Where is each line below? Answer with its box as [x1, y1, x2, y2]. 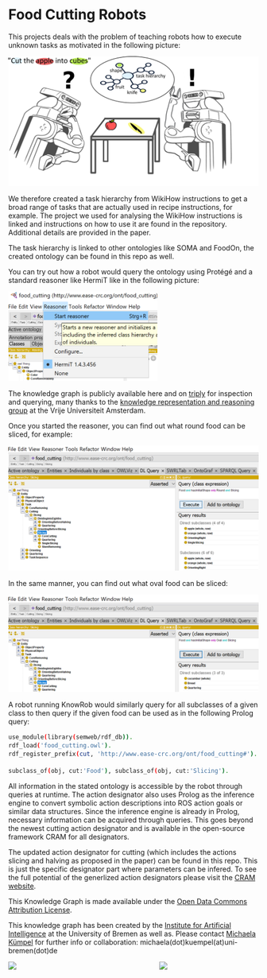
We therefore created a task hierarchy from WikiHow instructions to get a [8, 193, 248, 204]
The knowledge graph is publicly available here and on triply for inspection [8, 389, 253, 398]
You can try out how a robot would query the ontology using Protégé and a [8, 266, 253, 276]
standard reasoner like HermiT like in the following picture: [8, 275, 200, 285]
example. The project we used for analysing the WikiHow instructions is [8, 211, 243, 220]
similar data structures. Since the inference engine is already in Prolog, [8, 806, 240, 816]
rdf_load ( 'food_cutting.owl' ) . [8, 742, 112, 750]
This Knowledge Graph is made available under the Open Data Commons [8, 896, 248, 906]
